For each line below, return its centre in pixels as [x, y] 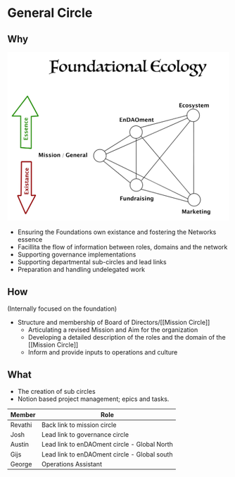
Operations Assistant [72, 464]
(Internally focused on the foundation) [62, 309]
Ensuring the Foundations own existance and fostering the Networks [117, 232]
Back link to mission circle [79, 425]
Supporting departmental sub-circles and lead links [92, 262]
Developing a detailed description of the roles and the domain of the [127, 337]
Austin [20, 445]
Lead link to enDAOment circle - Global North [108, 445]
